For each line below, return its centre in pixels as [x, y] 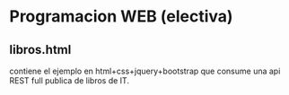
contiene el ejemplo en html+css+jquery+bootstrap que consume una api [145, 71]
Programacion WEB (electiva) [121, 17]
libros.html [40, 50]
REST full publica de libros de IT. [70, 81]
